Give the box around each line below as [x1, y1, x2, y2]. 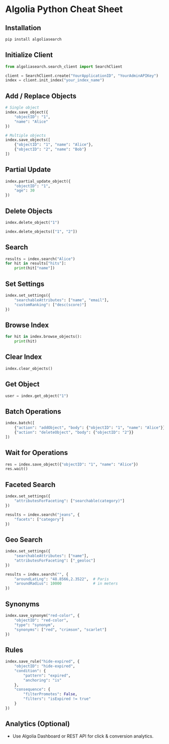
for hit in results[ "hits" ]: [5, 261, 66, 266]
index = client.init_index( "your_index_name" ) [5, 78, 105, 83]
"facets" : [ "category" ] [14, 517, 64, 522]
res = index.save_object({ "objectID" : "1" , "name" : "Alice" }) [5, 461, 138, 467]
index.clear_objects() [5, 366, 53, 371]
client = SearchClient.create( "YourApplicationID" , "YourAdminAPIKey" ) [5, 73, 158, 78]
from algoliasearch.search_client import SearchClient [5, 64, 123, 69]
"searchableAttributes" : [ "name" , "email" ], [14, 298, 109, 303]
